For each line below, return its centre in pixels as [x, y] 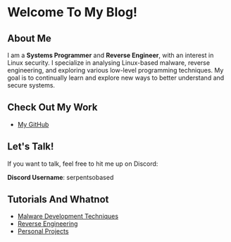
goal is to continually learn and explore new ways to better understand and [116, 78]
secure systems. [31, 85]
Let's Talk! [31, 146]
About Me [29, 38]
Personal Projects [43, 231]
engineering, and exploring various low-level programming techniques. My [115, 70]
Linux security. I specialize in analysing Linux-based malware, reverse [108, 63]
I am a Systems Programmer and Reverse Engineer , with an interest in [111, 55]
